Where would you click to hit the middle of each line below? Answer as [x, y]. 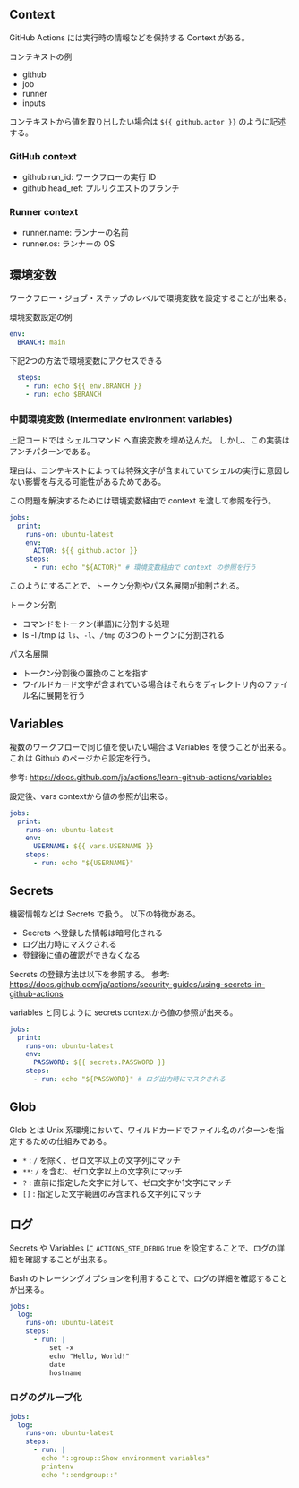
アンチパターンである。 [52, 451]
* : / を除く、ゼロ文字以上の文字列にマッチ [101, 1160]
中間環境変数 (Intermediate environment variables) [121, 418]
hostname [65, 1373]
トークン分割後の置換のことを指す [85, 673]
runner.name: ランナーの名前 [76, 233]
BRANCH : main [42, 343]
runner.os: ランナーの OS [68, 244]
